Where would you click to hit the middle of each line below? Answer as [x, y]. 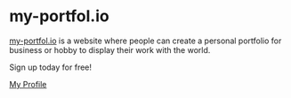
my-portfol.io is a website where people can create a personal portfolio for [145, 41]
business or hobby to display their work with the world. [110, 49]
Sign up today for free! [50, 67]
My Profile [28, 84]
